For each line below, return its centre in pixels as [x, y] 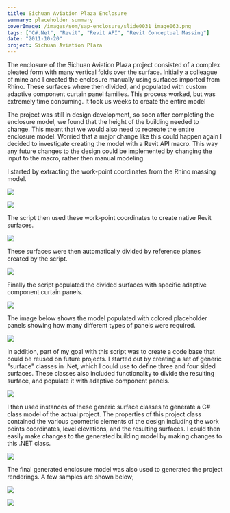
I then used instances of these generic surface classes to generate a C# [109, 407]
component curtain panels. [45, 292]
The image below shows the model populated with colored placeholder [107, 318]
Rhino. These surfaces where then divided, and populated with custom [107, 87]
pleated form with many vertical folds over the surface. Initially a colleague [112, 72]
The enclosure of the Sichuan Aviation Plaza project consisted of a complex [114, 65]
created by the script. [37, 259]
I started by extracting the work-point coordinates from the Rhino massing [112, 171]
